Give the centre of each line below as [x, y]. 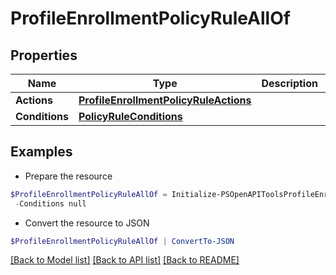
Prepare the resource [68, 176]
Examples [41, 152]
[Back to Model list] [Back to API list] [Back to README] [125, 260]
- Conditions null [50, 203]
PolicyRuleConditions [130, 116]
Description [289, 83]
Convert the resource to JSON [87, 223]
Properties [44, 55]
